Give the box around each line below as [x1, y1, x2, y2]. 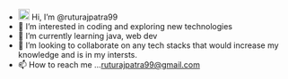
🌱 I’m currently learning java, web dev [17, 31, 158, 41]
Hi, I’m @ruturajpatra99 [31, 12, 118, 22]
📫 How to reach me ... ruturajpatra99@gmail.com [17, 59, 200, 70]
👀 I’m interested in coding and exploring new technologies [17, 21, 233, 31]
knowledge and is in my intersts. [17, 50, 137, 59]
